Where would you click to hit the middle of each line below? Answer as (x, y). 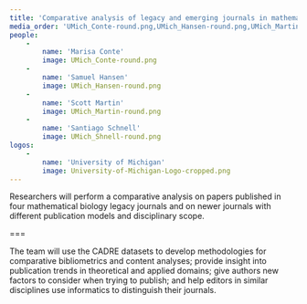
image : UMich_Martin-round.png (102, 111)
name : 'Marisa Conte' (84, 52)
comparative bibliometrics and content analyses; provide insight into (138, 261)
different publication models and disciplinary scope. (107, 216)
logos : (22, 145)
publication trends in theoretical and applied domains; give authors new (144, 271)
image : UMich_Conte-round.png (100, 60)
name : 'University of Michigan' (104, 162)
